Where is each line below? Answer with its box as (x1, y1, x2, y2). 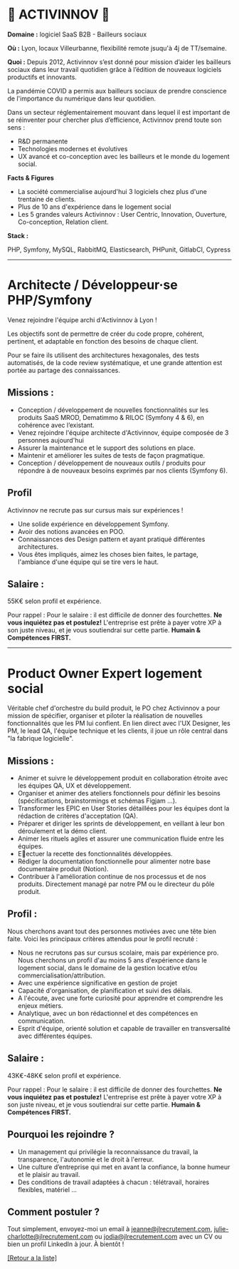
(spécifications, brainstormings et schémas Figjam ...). (17, 796, 177, 805)
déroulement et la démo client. (17, 827, 108, 836)
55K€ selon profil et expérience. (7, 597, 102, 605)
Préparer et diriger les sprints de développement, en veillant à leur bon (17, 819, 225, 828)
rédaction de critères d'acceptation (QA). (17, 812, 139, 821)
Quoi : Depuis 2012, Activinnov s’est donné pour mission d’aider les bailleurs (7, 57, 231, 66)
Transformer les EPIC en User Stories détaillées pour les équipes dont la (17, 804, 230, 813)
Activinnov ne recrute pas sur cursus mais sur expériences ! (7, 505, 184, 514)
